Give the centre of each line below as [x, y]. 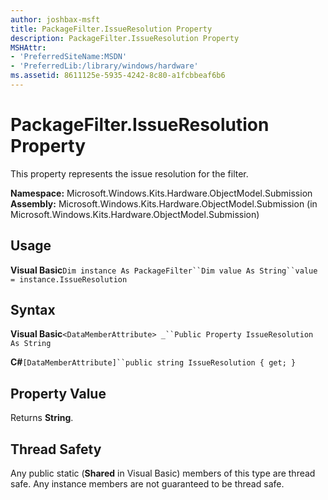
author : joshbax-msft [55, 19]
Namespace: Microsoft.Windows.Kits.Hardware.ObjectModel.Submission [161, 193]
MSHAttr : [28, 47]
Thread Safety [56, 449]
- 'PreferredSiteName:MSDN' [69, 57]
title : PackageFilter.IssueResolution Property [111, 29]
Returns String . [42, 418]
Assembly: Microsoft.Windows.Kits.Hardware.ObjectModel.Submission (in [164, 203]
